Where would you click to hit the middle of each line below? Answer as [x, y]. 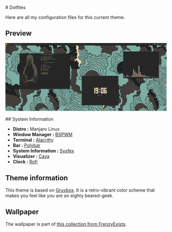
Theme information [37, 178]
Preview [19, 34]
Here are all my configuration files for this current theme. [65, 17]
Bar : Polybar [27, 145]
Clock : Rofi [25, 162]
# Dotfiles [16, 7]
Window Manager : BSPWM [42, 135]
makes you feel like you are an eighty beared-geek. [59, 196]
